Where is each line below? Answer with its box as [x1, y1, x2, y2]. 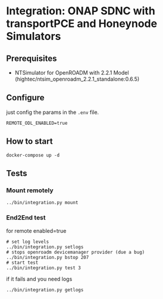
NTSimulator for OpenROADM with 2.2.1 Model [14, 69, 129, 76]
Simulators [6, 30, 61, 43]
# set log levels [6, 239, 49, 245]
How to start [6, 136, 53, 147]
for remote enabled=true [6, 227, 67, 234]
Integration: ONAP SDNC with [6, 4, 156, 18]
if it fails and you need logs [6, 275, 73, 282]
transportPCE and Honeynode [6, 17, 158, 30]
